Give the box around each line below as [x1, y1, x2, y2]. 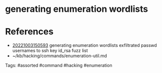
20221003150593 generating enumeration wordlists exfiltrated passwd [12, 42, 157, 48]
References [5, 26, 54, 37]
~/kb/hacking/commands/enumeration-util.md [12, 53, 108, 59]
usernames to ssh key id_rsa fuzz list [12, 48, 88, 54]
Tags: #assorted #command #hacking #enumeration [5, 63, 112, 69]
